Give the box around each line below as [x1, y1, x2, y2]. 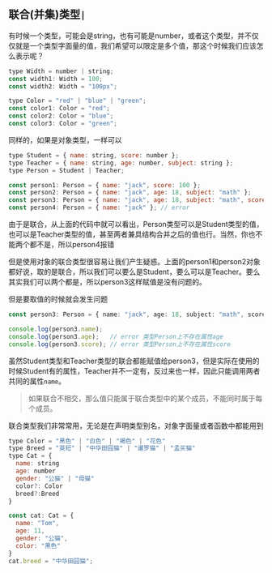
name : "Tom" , [15, 520, 60, 528]
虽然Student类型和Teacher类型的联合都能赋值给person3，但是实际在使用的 [8, 356, 260, 366]
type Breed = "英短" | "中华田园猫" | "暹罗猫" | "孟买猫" [8, 444, 196, 452]
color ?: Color [15, 481, 63, 490]
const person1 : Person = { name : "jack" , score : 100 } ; [8, 181, 201, 189]
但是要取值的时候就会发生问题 [8, 294, 108, 304]
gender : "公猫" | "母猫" [15, 474, 95, 482]
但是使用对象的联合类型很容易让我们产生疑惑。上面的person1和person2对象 [8, 257, 261, 267]
